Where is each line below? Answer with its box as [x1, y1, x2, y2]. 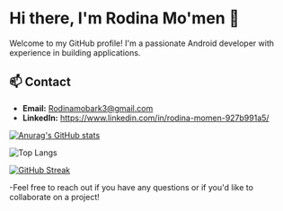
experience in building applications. [9, 47, 141, 57]
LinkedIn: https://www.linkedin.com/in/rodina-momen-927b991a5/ [22, 112, 270, 123]
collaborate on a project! [9, 191, 101, 202]
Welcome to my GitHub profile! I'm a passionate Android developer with [9, 38, 274, 48]
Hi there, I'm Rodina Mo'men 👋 [9, 8, 240, 29]
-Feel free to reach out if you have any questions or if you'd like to [9, 181, 254, 192]
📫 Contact [9, 75, 72, 90]
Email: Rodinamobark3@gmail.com [22, 102, 154, 113]
